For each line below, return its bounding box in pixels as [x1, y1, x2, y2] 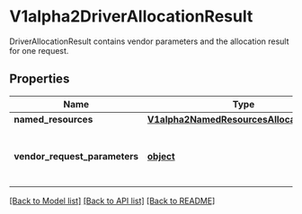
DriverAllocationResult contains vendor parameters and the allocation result [9, 36, 289, 47]
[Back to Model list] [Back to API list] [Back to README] [9, 195, 216, 206]
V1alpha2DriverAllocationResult [9, 6, 253, 27]
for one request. [9, 45, 69, 56]
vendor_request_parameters [13, 150, 139, 162]
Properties [9, 72, 70, 87]
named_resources [13, 113, 93, 125]
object [147, 150, 175, 162]
